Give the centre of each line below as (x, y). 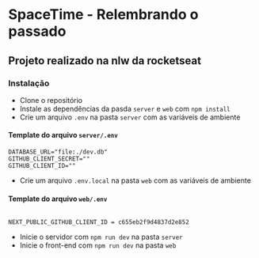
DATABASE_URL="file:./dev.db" (58, 152)
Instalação (29, 83)
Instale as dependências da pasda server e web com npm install (125, 108)
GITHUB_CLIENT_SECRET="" (49, 159)
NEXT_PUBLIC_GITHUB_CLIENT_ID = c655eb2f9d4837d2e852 (99, 222)
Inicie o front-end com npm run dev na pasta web (98, 245)
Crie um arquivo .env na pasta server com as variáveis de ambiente (130, 117)
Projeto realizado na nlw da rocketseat (105, 61)
